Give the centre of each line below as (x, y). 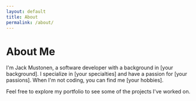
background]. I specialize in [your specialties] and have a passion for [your (97, 74)
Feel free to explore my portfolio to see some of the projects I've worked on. (98, 92)
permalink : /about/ (30, 22)
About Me (31, 51)
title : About (22, 17)
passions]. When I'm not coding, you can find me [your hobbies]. (85, 80)
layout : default (26, 11)
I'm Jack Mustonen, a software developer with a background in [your (90, 68)
